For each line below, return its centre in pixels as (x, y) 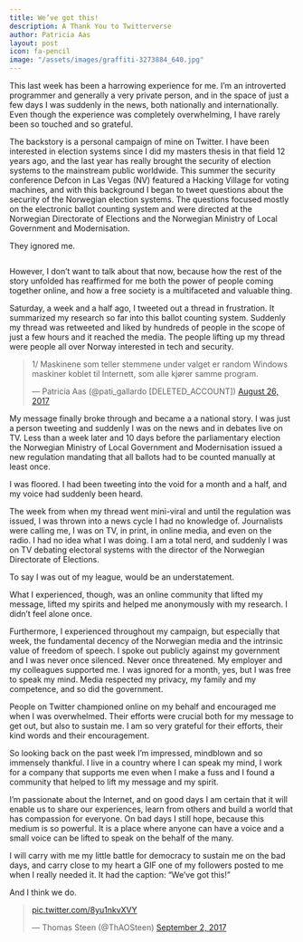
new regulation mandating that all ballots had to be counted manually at (142, 457)
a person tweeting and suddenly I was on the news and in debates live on (146, 428)
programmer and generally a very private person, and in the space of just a (149, 95)
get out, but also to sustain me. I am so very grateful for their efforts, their (146, 726)
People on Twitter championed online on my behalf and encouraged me (143, 706)
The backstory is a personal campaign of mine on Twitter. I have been (139, 142)
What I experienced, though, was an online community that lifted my (137, 595)
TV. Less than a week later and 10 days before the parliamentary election (145, 437)
